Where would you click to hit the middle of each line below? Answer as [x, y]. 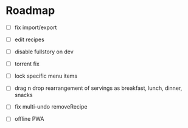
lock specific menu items [46, 76]
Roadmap [30, 11]
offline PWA [29, 119]
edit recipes [30, 39]
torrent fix [27, 64]
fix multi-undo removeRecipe [51, 107]
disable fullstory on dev [44, 52]
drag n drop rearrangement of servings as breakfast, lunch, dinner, [98, 88]
